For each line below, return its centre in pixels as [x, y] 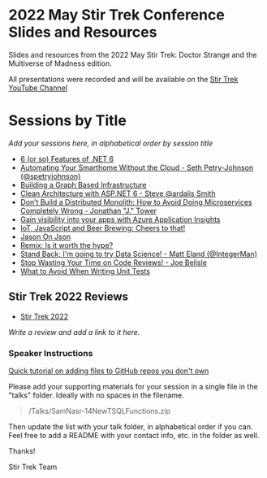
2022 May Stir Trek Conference [116, 15]
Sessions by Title [68, 121]
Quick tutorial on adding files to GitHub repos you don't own [109, 371]
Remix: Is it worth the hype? [67, 245]
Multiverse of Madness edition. [60, 63]
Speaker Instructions [51, 353]
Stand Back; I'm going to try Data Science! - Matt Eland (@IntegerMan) [139, 254]
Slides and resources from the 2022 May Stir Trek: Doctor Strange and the [133, 54]
